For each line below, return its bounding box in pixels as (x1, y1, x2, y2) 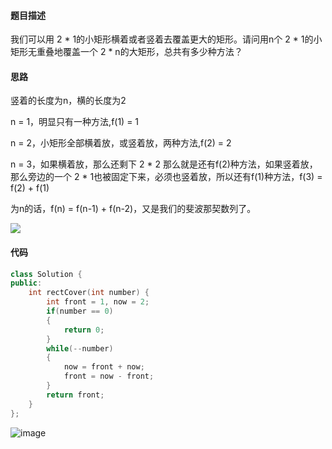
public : (10, 278, 43, 289)
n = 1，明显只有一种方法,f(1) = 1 (10, 116, 140, 128)
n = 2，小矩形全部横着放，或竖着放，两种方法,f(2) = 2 (10, 137, 232, 149)
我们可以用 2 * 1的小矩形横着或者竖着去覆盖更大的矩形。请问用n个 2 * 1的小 (10, 33, 323, 45)
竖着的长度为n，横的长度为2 (10, 95, 127, 107)
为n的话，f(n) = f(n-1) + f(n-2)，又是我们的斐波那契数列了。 (10, 203, 257, 215)
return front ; (46, 390, 105, 400)
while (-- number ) (46, 343, 114, 354)
